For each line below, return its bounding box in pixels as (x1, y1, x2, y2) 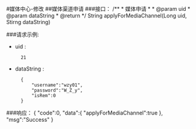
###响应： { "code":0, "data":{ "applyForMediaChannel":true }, (6, 109, 163, 116)
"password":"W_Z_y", (31, 87, 83, 93)
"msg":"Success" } (6, 116, 54, 123)
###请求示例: (6, 31, 39, 38)
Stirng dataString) (6, 19, 51, 25)
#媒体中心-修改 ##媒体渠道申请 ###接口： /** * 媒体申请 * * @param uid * (6, 5, 191, 12)
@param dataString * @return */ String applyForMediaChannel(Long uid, (6, 12, 187, 19)
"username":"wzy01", (31, 82, 83, 88)
